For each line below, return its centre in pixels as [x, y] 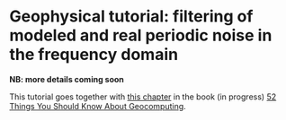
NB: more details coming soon [67, 79]
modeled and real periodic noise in [141, 35]
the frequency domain [94, 55]
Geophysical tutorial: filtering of [131, 17]
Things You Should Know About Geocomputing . [98, 106]
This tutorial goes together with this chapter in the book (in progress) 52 [143, 97]
